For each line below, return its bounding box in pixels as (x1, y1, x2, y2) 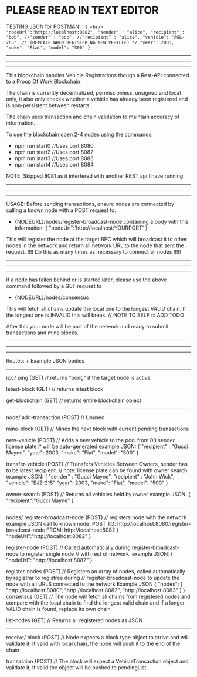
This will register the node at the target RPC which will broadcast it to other (6, 235, 188, 243)
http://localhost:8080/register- (117, 520, 191, 527)
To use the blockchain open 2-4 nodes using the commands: (6, 131, 154, 138)
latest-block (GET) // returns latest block (6, 385, 104, 392)
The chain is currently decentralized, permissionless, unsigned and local (6, 89, 181, 96)
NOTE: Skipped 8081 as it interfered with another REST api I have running (6, 172, 184, 180)
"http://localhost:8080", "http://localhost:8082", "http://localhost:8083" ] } (6, 586, 186, 593)
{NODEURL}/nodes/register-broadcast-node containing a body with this (14, 218, 189, 225)
